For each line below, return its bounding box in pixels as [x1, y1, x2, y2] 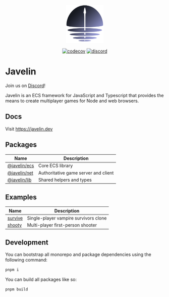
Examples [5, 193, 37, 201]
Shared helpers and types [38, 177, 92, 183]
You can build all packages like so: [5, 276, 77, 283]
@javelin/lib [7, 177, 32, 183]
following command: [5, 257, 48, 263]
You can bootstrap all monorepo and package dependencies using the [5, 251, 151, 258]
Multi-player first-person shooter [27, 222, 97, 228]
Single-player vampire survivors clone [27, 215, 107, 221]
